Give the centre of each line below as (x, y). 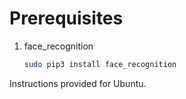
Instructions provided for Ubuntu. (78, 83)
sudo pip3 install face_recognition (100, 64)
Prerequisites (66, 18)
